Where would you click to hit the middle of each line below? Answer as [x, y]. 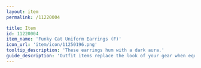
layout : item [22, 12]
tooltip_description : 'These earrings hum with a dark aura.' [85, 50]
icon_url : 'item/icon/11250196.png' [52, 45]
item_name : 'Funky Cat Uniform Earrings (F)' [64, 39]
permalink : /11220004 [33, 17]
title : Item [21, 28]
